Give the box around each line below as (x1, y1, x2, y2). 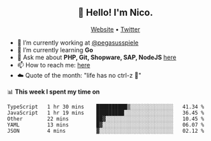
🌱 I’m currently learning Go (16, 45, 93, 54)
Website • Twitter (90, 25, 141, 33)
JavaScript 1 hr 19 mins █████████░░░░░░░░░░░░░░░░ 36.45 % (7, 109, 205, 116)
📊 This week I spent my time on (7, 87, 100, 96)
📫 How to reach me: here (16, 61, 91, 69)
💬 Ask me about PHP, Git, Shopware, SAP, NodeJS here (16, 53, 177, 61)
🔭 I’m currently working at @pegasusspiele (16, 39, 139, 47)
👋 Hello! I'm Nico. (78, 7, 153, 19)
